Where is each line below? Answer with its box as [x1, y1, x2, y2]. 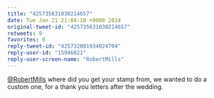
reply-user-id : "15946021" [7, 50, 87, 57]
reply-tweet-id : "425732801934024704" [7, 43, 121, 50]
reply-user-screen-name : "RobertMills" [7, 56, 125, 63]
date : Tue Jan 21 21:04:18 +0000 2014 [7, 17, 121, 24]
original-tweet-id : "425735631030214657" [7, 23, 131, 30]
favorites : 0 [7, 36, 46, 43]
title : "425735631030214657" [7, 10, 93, 17]
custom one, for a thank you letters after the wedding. [7, 82, 163, 91]
